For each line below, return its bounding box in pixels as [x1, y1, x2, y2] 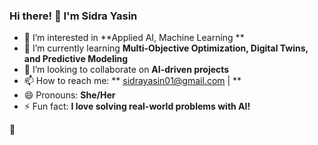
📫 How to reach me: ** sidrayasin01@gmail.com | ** [23, 75, 242, 87]
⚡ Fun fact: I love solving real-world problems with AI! [23, 100, 251, 113]
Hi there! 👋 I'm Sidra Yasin [9, 9, 138, 23]
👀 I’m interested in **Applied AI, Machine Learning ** [23, 32, 245, 44]
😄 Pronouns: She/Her [23, 89, 116, 101]
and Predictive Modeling [23, 53, 129, 65]
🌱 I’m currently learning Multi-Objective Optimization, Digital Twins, [23, 42, 309, 54]
